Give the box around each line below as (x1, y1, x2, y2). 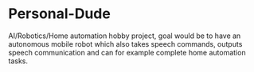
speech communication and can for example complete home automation (8, 47, 246, 57)
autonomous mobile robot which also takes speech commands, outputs (8, 39, 243, 48)
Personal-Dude (8, 5, 111, 23)
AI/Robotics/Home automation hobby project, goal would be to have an (8, 31, 241, 40)
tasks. (8, 56, 29, 66)
